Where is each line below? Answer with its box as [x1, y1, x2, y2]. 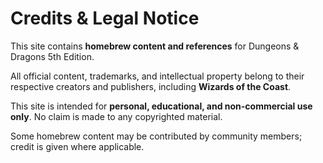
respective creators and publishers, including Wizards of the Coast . [10, 80, 292, 92]
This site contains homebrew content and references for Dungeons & [10, 40, 300, 52]
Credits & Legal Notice [10, 7, 200, 30]
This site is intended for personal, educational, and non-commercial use [10, 100, 313, 112]
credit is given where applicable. [10, 140, 145, 152]
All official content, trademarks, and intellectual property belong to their [10, 70, 305, 82]
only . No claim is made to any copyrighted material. [10, 110, 223, 122]
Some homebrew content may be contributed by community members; [10, 130, 303, 142]
